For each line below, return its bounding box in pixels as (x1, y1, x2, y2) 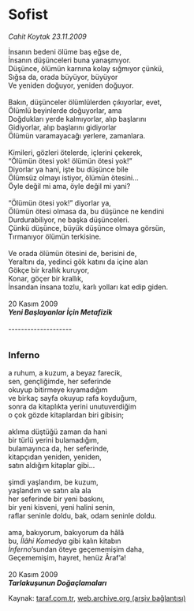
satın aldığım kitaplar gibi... (8, 460, 95, 470)
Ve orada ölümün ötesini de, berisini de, (8, 248, 137, 258)
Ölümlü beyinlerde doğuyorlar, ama (8, 105, 122, 115)
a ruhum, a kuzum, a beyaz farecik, (8, 368, 122, 377)
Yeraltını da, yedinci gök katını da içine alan (8, 257, 148, 266)
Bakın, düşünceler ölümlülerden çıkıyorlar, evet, (8, 97, 162, 107)
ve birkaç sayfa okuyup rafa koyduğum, (8, 393, 137, 402)
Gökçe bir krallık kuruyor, (8, 265, 90, 274)
